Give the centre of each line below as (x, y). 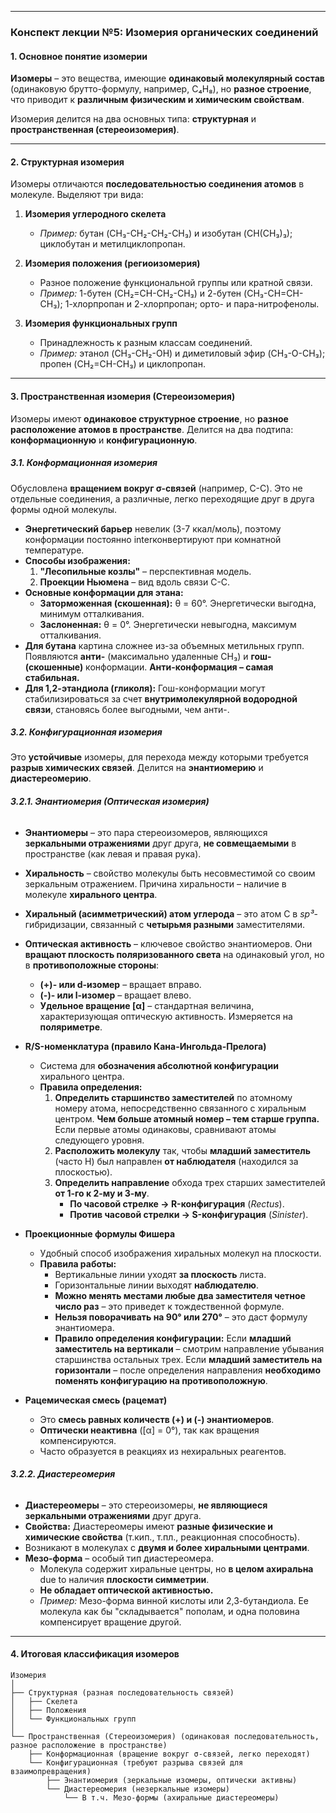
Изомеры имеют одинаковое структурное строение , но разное (149, 418)
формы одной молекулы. (64, 509)
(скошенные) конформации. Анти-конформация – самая (149, 667)
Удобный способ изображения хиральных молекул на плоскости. (180, 1253)
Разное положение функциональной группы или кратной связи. (176, 283)
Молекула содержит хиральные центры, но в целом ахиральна (176, 1568)
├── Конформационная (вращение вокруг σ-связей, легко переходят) (169, 1754)
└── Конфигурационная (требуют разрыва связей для (136, 1763)
